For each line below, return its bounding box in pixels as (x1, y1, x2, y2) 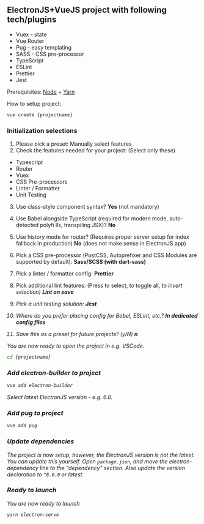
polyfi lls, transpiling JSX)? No (40, 221, 116, 228)
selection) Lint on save (15, 288, 74, 296)
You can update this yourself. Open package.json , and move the (7, 457, 168, 465)
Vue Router (15, 37, 45, 45)
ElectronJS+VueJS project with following (7, 5, 167, 15)
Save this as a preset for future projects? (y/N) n (15, 330, 138, 337)
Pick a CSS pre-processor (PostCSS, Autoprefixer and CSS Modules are (15, 251, 197, 259)
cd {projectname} (7, 354, 51, 360)
